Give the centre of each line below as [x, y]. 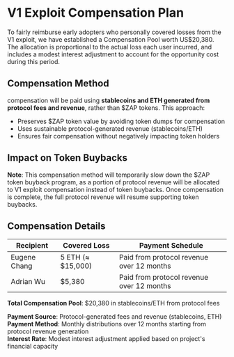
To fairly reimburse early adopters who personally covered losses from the [114, 32]
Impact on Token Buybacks [67, 158]
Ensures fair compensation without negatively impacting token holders [118, 136]
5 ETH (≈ [75, 257]
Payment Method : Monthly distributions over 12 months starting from [107, 324]
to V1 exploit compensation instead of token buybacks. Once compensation [116, 189]
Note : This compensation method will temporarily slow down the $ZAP [109, 175]
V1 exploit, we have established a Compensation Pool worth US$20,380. [111, 39]
